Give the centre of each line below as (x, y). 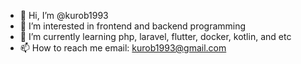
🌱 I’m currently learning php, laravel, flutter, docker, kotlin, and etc (155, 36)
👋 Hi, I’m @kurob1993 (64, 15)
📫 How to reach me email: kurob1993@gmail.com (123, 48)
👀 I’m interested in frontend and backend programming (133, 26)
